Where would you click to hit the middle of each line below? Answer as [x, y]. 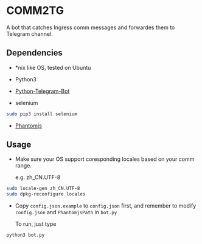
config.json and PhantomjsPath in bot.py [66, 212]
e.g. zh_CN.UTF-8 [38, 177]
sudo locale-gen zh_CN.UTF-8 [43, 189]
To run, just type [36, 224]
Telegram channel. [30, 33]
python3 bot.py [26, 235]
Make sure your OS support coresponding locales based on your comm [105, 159]
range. [23, 166]
